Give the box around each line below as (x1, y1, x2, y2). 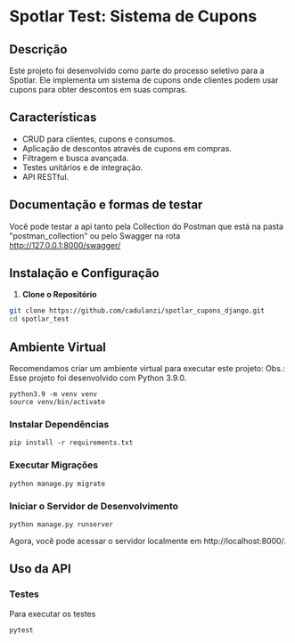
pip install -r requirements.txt (9, 438, 134, 447)
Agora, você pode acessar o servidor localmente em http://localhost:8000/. (9, 535, 287, 546)
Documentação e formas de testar (9, 198, 203, 213)
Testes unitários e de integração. (21, 162, 143, 173)
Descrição (9, 42, 68, 57)
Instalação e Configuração (9, 265, 160, 281)
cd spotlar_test (9, 314, 70, 324)
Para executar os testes (9, 608, 96, 619)
